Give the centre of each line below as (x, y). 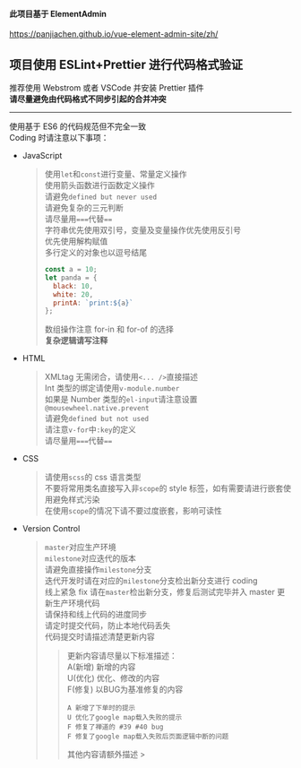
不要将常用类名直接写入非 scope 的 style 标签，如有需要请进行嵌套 (164, 488)
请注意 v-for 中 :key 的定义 (90, 429)
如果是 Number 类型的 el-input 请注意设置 (121, 400)
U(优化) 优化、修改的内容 (113, 678)
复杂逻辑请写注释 (76, 341)
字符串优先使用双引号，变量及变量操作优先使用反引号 (143, 230)
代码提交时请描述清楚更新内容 (99, 637)
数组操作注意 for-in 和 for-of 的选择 (109, 329)
